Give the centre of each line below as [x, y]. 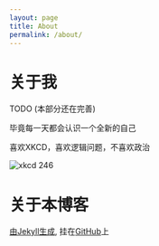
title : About [34, 26]
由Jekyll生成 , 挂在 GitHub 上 [60, 232]
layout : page [34, 18]
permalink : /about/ [46, 34]
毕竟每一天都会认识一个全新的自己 [73, 128]
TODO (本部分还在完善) [53, 109]
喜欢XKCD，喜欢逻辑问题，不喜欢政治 [80, 147]
